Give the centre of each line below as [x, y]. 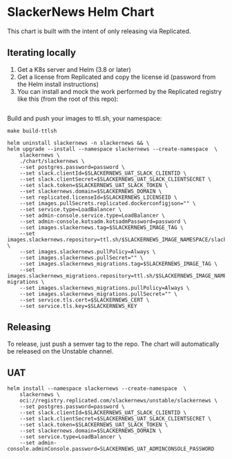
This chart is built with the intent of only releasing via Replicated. [99, 31]
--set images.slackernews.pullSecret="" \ [81, 257]
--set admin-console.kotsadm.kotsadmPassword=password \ [103, 222]
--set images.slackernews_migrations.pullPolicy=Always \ [105, 288]
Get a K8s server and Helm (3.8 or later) [74, 69]
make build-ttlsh [32, 131]
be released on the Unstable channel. [60, 351]
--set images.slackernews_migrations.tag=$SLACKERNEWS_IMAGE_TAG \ [118, 264]
